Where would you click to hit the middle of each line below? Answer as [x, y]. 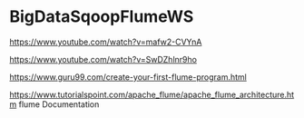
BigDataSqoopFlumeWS [102, 17]
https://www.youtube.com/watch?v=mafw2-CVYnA [106, 42]
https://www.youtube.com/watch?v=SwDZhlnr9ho [103, 59]
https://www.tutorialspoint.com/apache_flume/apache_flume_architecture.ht [152, 94]
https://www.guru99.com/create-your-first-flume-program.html [128, 77]
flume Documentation [59, 104]
